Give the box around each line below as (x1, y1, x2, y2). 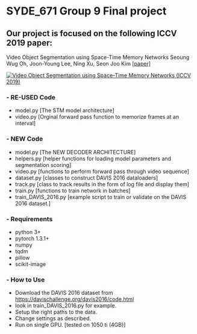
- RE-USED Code (6, 93, 56, 101)
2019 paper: (6, 37, 53, 48)
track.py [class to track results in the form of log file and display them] (14, 180, 190, 187)
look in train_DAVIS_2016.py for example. (14, 302, 117, 309)
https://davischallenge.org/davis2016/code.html (14, 295, 134, 303)
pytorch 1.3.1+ (14, 235, 49, 242)
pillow (14, 254, 30, 261)
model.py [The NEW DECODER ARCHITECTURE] (14, 148, 136, 156)
